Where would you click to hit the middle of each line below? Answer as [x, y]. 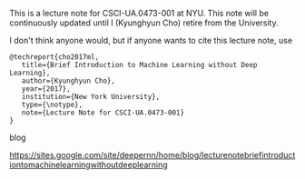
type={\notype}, [52, 104]
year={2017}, [46, 89]
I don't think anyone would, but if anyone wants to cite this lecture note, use [151, 40]
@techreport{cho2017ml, [54, 57]
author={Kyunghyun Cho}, [69, 81]
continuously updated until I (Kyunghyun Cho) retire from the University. [144, 23]
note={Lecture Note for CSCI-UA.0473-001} [103, 113]
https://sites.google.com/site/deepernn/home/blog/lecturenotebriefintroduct [152, 155]
